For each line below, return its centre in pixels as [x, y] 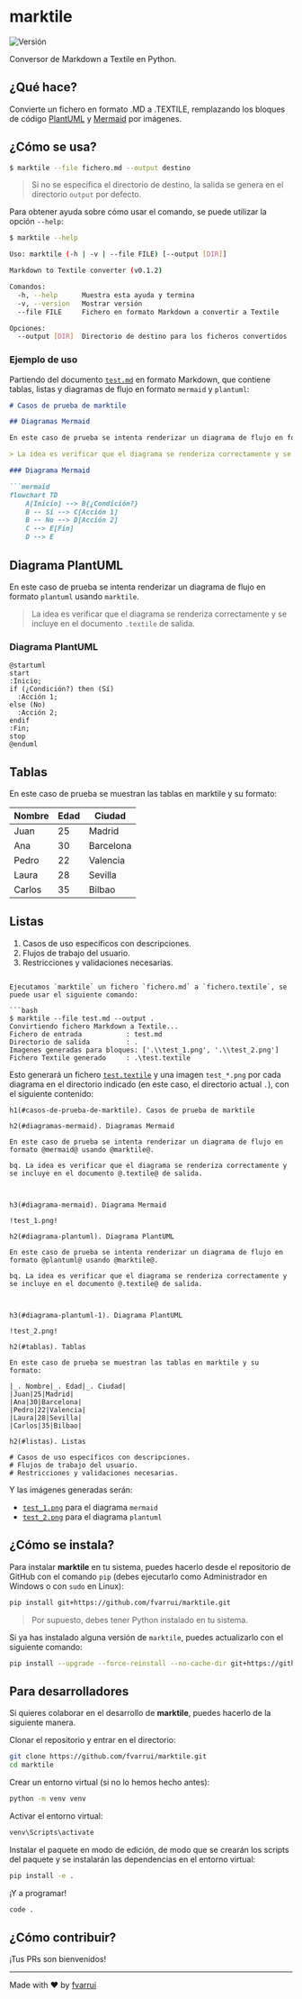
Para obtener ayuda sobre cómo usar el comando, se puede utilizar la [138, 212]
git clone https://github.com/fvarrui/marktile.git [108, 1757]
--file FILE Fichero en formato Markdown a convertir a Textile [148, 312]
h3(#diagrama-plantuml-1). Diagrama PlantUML [96, 1315]
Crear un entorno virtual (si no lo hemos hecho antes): [110, 1782]
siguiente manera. [43, 1722]
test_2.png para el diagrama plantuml [92, 1517]
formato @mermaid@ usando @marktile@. [82, 1150]
